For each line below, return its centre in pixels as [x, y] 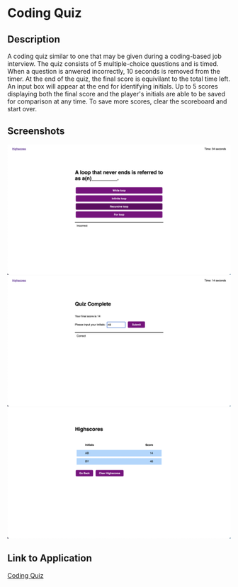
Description [34, 39]
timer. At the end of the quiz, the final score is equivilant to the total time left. [119, 79]
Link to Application [50, 558]
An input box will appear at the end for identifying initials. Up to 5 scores [113, 86]
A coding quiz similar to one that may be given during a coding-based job [114, 56]
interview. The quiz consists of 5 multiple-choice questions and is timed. [113, 64]
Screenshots [36, 132]
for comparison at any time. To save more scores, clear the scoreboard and [117, 101]
